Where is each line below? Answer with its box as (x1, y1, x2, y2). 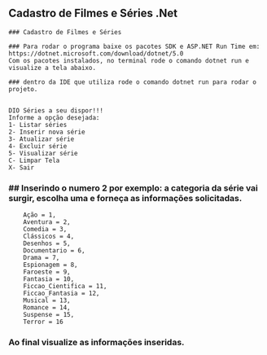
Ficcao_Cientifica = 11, (23, 283, 107, 291)
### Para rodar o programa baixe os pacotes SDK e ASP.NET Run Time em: (8, 42, 260, 50)
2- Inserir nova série (8, 128, 85, 136)
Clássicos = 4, (23, 232, 75, 241)
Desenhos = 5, (23, 239, 71, 248)
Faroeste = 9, (23, 268, 71, 276)
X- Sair (8, 163, 35, 172)
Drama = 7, (23, 254, 60, 262)
